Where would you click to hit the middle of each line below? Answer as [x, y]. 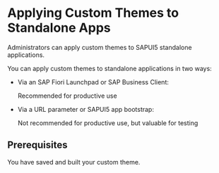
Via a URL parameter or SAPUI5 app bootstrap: [85, 109]
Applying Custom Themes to [93, 13]
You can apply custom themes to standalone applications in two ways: [109, 68]
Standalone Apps [59, 28]
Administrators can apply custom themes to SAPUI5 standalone [100, 47]
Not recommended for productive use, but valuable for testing [108, 123]
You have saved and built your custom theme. [74, 162]
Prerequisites [37, 145]
